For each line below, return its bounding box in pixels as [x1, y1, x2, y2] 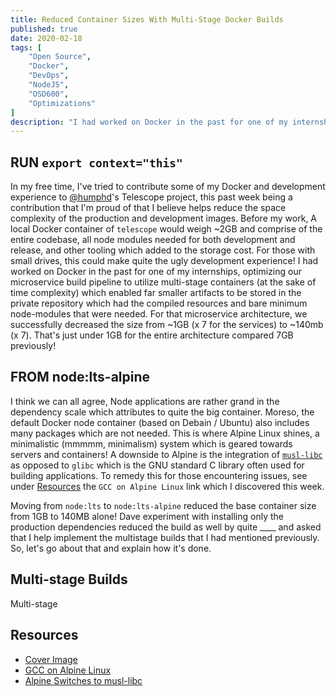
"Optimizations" [28, 98, 97, 108]
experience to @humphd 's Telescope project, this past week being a [10, 191, 293, 203]
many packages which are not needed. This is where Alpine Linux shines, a [10, 427, 320, 439]
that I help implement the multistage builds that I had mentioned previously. [10, 531, 320, 543]
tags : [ [10, 42, 43, 53]
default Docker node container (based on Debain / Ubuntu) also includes [10, 416, 310, 428]
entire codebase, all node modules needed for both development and [10, 234, 296, 246]
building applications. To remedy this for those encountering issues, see [10, 469, 308, 481]
